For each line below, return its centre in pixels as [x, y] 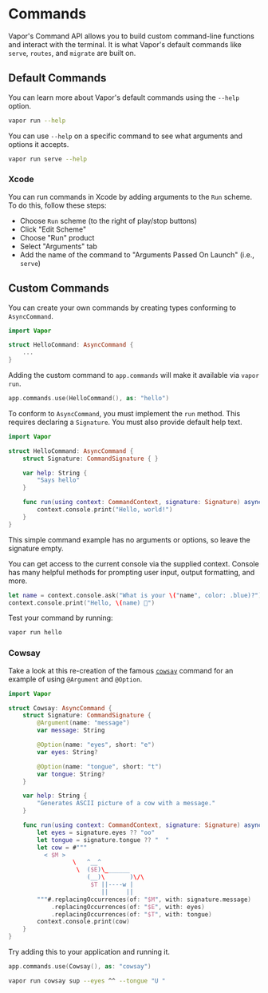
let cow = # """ [62, 848]
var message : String [71, 731]
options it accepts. [39, 144]
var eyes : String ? [67, 752]
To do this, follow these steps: [57, 205]
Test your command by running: [61, 618]
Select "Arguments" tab [59, 246]
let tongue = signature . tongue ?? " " [103, 840]
